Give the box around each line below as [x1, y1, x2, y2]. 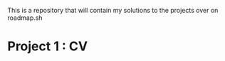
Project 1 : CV [7, 38, 88, 55]
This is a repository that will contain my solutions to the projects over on [7, 6, 219, 14]
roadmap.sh [7, 13, 43, 22]
